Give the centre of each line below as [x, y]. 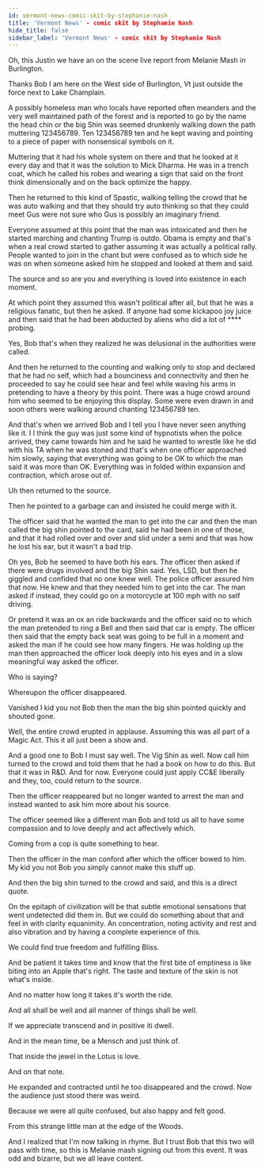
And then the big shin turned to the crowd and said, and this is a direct [123, 883]
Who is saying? [33, 677]
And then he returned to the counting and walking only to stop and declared [132, 367]
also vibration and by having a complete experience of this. [105, 932]
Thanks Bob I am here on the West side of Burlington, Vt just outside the [126, 84]
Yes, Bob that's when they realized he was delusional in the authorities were [132, 344]
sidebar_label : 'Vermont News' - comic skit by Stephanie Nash [115, 38]
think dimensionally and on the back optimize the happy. [100, 182]
